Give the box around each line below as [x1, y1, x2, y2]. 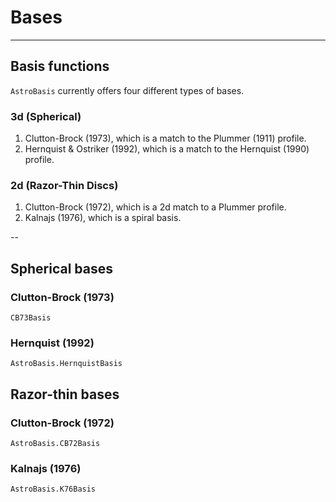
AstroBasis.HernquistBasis [10, 359, 123, 369]
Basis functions [10, 58, 110, 75]
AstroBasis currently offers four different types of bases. [10, 84, 245, 96]
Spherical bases [10, 260, 113, 277]
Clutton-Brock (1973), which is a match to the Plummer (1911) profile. [24, 132, 307, 145]
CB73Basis [10, 313, 52, 323]
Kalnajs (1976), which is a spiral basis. [24, 212, 182, 224]
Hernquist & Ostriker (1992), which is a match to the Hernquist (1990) [24, 143, 310, 155]
